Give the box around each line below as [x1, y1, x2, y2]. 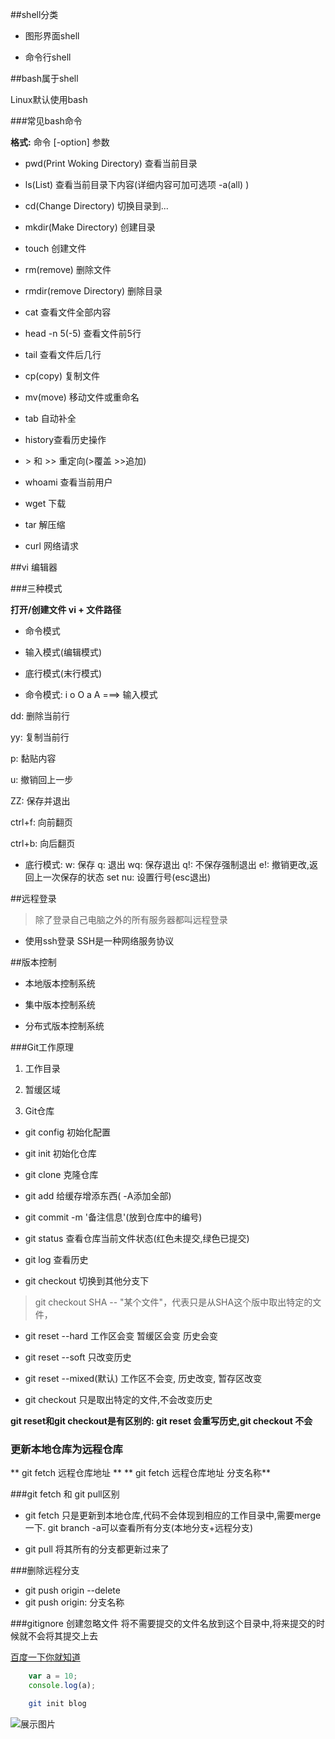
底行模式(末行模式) [24, 668, 103, 679]
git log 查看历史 [24, 1254, 89, 1265]
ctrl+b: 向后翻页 [10, 838, 76, 849]
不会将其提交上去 [27, 1630, 98, 1642]
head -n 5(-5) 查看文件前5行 [24, 328, 142, 339]
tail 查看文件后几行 [24, 349, 102, 360]
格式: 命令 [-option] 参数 [10, 136, 110, 148]
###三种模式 [10, 583, 63, 594]
